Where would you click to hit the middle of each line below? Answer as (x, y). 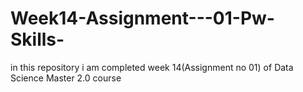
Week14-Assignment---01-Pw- (142, 18)
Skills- (37, 39)
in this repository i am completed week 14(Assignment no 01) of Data (152, 67)
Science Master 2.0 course (66, 78)
